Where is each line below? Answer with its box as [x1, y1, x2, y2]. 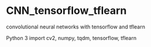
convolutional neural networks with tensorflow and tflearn [6, 23, 145, 30]
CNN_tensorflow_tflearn [6, 4, 127, 17]
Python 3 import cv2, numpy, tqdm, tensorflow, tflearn [6, 34, 136, 41]
